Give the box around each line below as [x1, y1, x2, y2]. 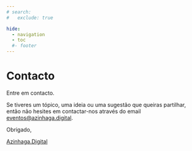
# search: [6, 9, 32, 15]
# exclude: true [6, 15, 53, 21]
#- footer [12, 43, 37, 49]
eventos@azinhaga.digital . [6, 114, 74, 121]
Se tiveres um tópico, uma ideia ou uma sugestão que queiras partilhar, [6, 101, 186, 108]
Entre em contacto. [6, 89, 55, 97]
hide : [6, 26, 20, 32]
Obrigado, [6, 126, 32, 133]
